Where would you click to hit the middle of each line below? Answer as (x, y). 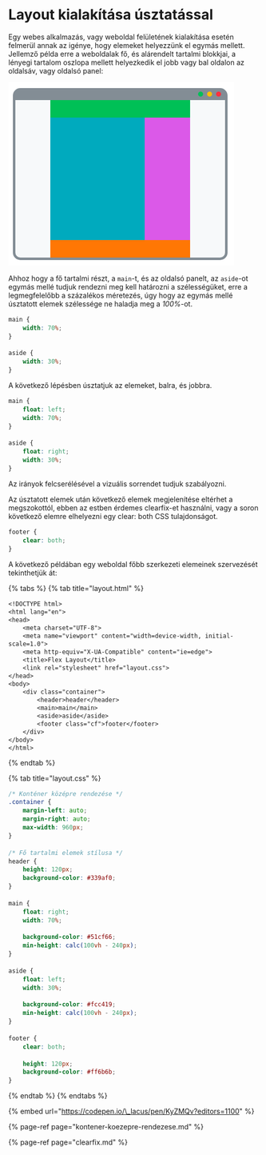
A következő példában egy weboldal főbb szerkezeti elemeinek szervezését (133, 564)
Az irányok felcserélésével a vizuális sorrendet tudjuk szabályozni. (117, 484)
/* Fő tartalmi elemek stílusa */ (66, 853)
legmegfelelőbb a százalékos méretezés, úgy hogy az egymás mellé (121, 295)
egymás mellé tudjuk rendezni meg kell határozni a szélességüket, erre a (128, 286)
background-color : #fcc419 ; (69, 1005)
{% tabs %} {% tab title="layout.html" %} (76, 588)
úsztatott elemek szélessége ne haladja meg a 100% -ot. (101, 304)
